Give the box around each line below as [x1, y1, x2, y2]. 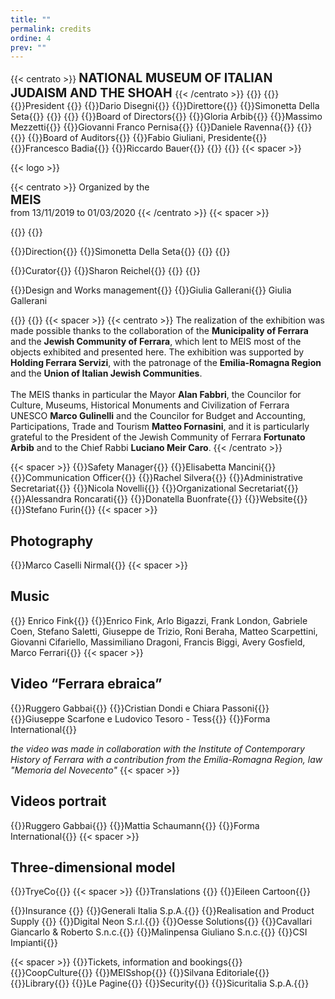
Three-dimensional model [10, 859, 176, 876]
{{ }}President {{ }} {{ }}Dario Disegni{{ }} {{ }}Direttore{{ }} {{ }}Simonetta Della [10, 100, 320, 112]
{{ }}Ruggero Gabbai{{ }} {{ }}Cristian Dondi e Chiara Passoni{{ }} [10, 702, 270, 714]
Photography [10, 532, 94, 550]
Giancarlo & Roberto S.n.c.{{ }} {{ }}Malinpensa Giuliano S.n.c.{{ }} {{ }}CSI [10, 926, 308, 938]
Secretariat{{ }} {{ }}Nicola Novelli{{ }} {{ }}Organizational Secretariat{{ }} [10, 482, 299, 495]
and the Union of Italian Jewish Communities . [10, 367, 203, 380]
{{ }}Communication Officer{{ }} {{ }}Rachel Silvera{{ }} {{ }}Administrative [10, 472, 303, 484]
